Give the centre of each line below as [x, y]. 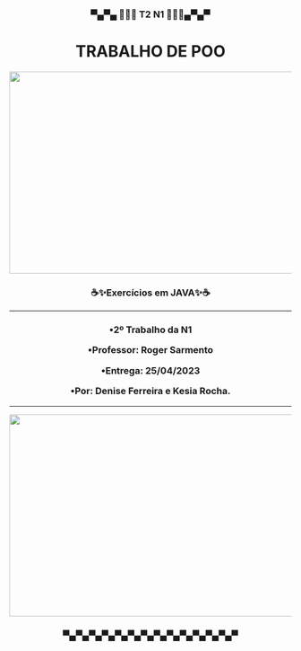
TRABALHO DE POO [150, 52]
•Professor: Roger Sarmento [150, 350]
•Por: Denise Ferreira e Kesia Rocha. [150, 391]
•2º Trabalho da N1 [150, 330]
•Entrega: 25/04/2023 [150, 370]
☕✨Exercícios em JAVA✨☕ [150, 293]
